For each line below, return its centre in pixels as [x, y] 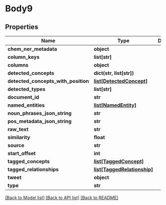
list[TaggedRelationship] [123, 169]
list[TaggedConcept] [119, 161]
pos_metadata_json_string [40, 121]
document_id [23, 97]
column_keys [23, 57]
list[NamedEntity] [115, 105]
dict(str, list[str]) [114, 73]
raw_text [18, 129]
